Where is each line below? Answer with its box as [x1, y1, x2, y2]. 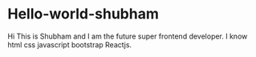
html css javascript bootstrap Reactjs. [7, 39, 132, 49]
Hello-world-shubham [7, 5, 160, 23]
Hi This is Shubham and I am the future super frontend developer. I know [7, 31, 248, 41]
